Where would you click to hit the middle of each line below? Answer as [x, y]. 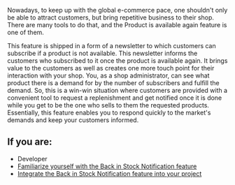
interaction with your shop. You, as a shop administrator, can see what [108, 75]
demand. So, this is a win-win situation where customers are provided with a [117, 90]
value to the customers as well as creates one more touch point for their [111, 68]
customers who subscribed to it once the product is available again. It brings [117, 61]
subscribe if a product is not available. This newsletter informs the [102, 53]
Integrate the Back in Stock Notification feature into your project [109, 173]
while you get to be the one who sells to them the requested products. [108, 105]
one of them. [26, 32]
